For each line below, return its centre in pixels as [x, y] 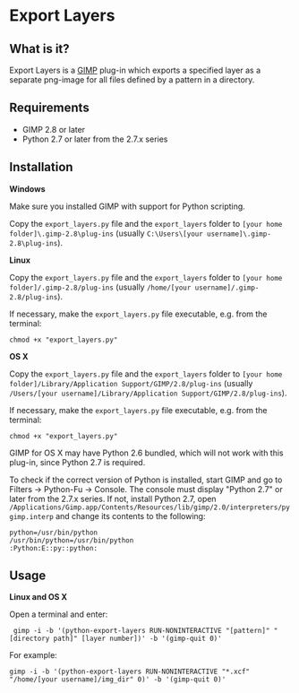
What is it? [39, 49]
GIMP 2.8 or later [54, 129]
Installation [41, 167]
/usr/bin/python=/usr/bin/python [72, 540]
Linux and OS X [38, 597]
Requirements [49, 108]
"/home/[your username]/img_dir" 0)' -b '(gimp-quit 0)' [118, 680]
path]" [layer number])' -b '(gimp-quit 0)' [137, 639]
